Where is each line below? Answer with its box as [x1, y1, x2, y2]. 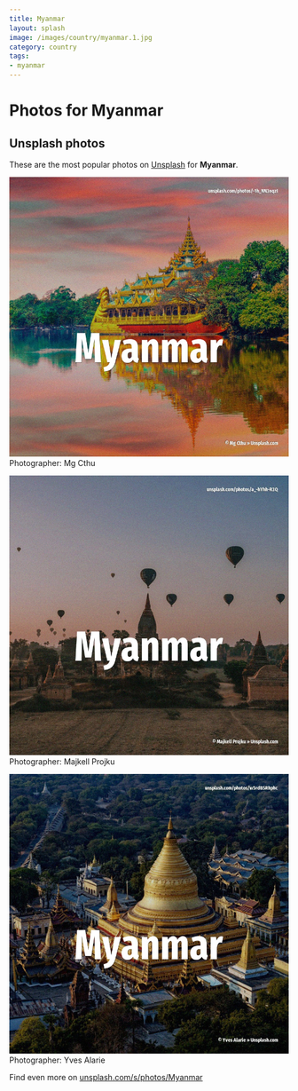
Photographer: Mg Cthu [9, 458, 96, 468]
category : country [9, 43, 77, 51]
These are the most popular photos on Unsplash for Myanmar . [9, 160, 239, 170]
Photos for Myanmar [9, 100, 164, 121]
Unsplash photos [9, 136, 106, 151]
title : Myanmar [9, 14, 66, 23]
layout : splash [9, 23, 66, 33]
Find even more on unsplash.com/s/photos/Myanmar [9, 1072, 203, 1082]
